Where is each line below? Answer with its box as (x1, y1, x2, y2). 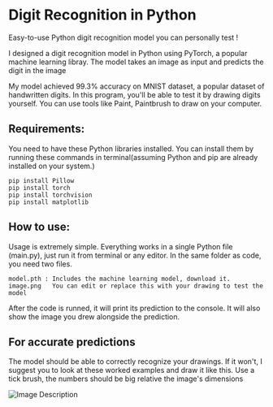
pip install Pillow (8, 176, 75, 184)
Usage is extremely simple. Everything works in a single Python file (8, 241, 233, 251)
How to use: (8, 220, 71, 234)
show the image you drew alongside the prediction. (8, 311, 180, 322)
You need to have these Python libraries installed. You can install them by (8, 144, 254, 154)
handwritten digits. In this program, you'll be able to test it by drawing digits (8, 89, 262, 99)
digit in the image (8, 65, 67, 75)
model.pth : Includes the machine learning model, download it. (8, 275, 231, 283)
